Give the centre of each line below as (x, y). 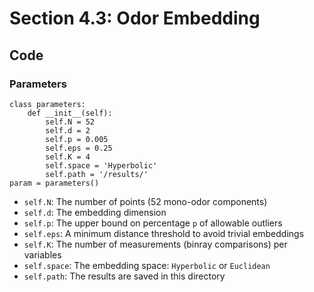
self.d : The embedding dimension (95, 212)
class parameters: (47, 104)
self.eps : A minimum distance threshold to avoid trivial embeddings (164, 233)
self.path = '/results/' (97, 174)
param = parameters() (54, 183)
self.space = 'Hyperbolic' (101, 165)
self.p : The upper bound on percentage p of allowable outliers (153, 223)
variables (42, 254)
